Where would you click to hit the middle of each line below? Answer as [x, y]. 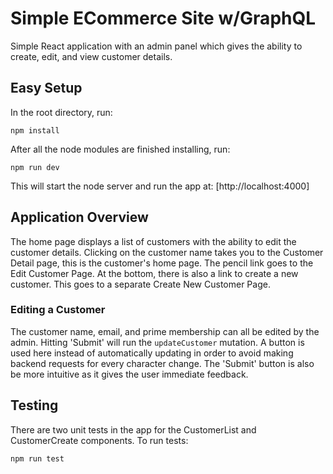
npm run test [37, 458]
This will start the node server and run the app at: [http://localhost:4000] [160, 186]
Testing [34, 405]
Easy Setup [46, 88]
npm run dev [35, 167]
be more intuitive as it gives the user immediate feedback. [129, 374]
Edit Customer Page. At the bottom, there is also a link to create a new [154, 273]
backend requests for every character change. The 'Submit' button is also [162, 363]
